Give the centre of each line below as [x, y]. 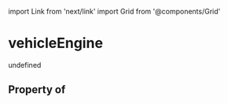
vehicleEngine [56, 43]
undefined [25, 65]
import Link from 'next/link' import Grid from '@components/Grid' [114, 11]
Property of [37, 90]
